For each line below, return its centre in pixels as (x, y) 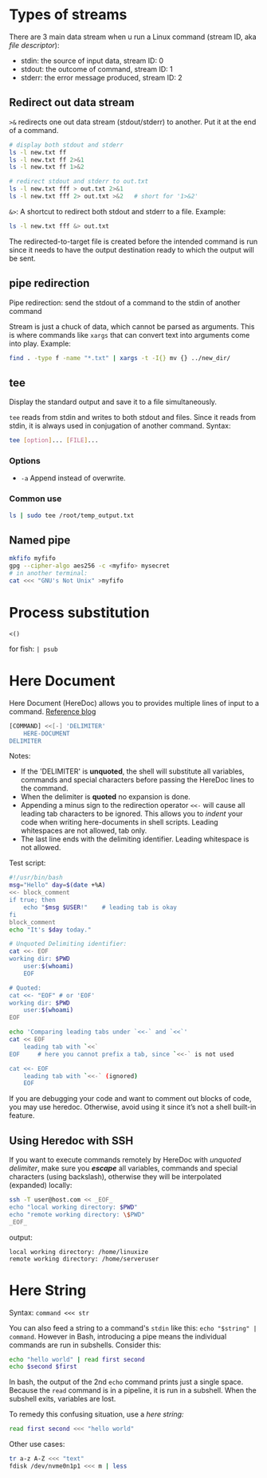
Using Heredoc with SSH (71, 1141)
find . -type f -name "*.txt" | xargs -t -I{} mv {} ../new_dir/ (120, 358)
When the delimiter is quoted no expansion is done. (105, 797)
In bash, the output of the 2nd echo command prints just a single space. (126, 1382)
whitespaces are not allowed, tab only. (84, 831)
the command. (44, 788)
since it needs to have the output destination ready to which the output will (132, 249)
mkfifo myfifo (33, 559)
